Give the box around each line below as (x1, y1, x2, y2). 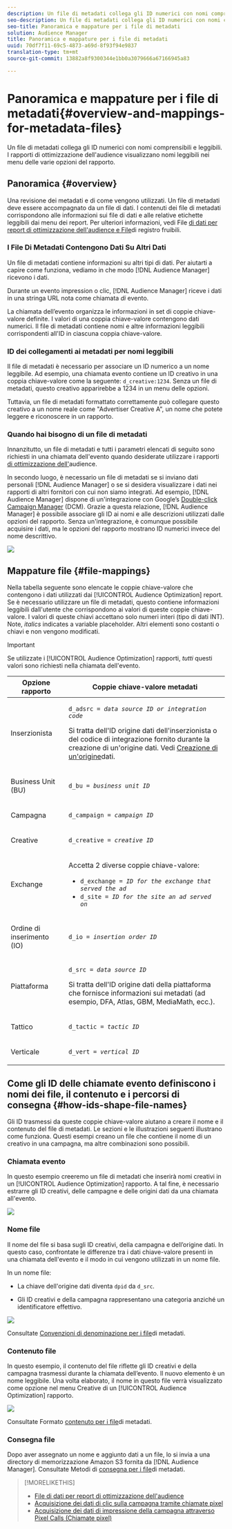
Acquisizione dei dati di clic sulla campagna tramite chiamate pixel (34, 1499, 223, 1508)
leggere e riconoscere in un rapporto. (7, 412, 114, 421)
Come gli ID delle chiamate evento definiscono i (7, 1077, 216, 1089)
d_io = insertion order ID (68, 933, 157, 941)
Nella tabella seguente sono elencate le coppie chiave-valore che (7, 583, 193, 591)
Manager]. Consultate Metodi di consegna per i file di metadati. (7, 1465, 185, 1474)
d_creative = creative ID (68, 837, 154, 844)
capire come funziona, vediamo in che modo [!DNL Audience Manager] (7, 265, 210, 274)
